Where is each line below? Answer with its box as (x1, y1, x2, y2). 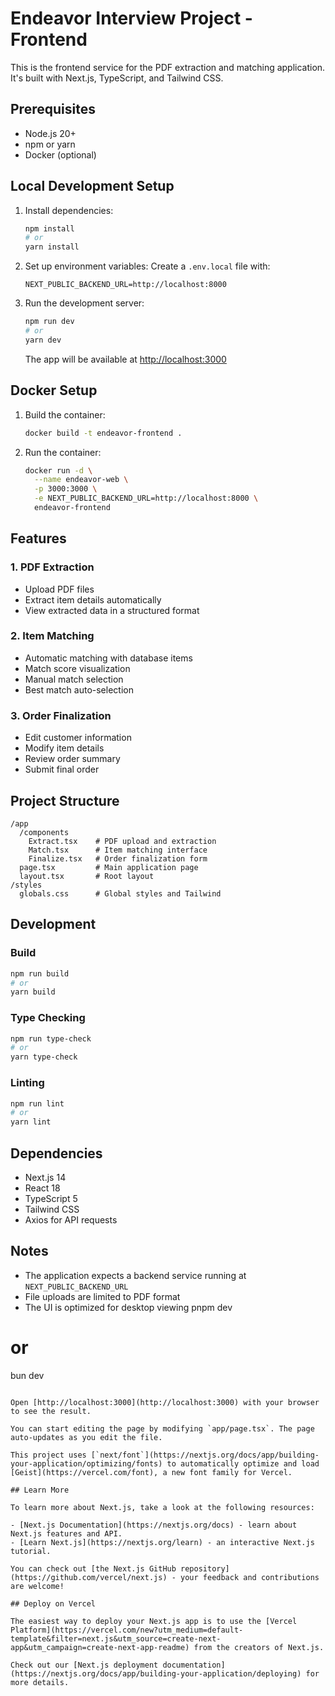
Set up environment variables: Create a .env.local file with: (24, 260, 271, 272)
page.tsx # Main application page (19, 862, 199, 872)
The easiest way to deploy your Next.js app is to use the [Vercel (10, 1616, 298, 1626)
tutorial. (10, 1546, 52, 1556)
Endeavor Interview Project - (10, 7, 253, 30)
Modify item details (24, 742, 105, 754)
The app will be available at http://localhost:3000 (24, 353, 227, 365)
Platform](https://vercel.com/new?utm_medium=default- (10, 1625, 244, 1635)
